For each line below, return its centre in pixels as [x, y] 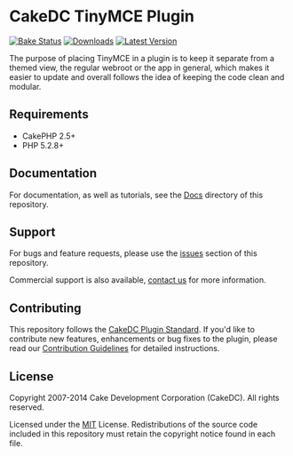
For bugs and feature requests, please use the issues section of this [133, 253]
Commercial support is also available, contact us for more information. [138, 280]
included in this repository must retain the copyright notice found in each [143, 434]
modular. [25, 86]
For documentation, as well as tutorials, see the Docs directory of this [136, 195]
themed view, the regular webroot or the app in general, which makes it [139, 68]
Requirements [49, 114]
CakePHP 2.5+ [49, 136]
